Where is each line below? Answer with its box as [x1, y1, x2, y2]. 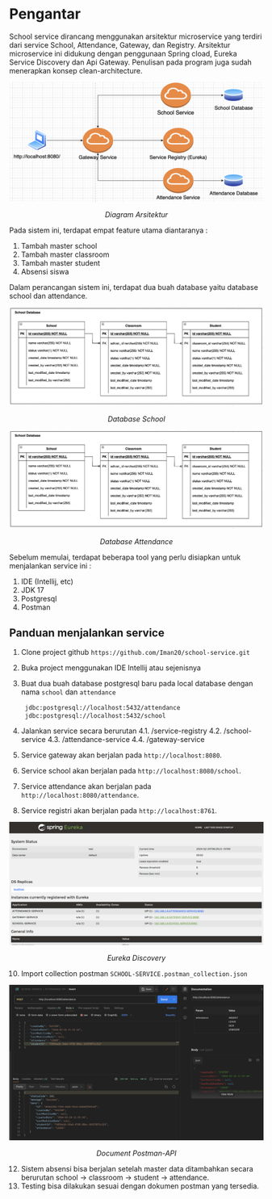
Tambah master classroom [20, 249, 110, 259]
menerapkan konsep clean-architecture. [9, 65, 143, 75]
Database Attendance [99, 537, 174, 547]
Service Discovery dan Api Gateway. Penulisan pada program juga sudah [9, 57, 253, 67]
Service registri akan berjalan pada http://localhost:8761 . [20, 806, 217, 815]
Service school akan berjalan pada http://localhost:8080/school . [20, 766, 241, 776]
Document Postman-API [96, 1148, 177, 1158]
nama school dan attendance [20, 687, 116, 697]
